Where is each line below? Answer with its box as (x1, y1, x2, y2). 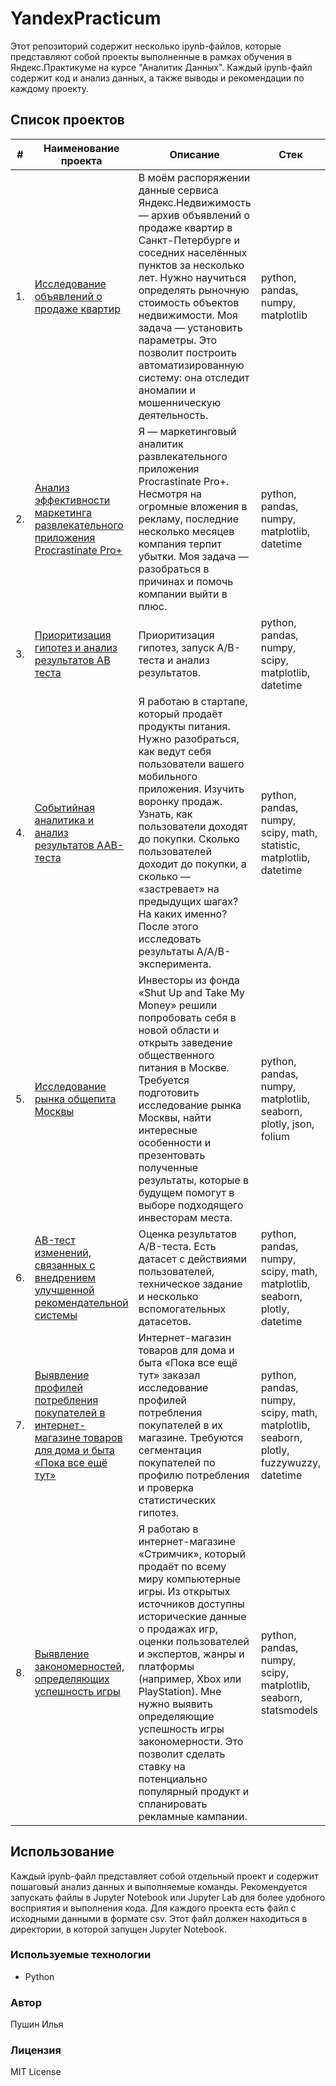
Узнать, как (138, 807, 193, 821)
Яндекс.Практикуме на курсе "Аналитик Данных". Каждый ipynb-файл (10, 61, 313, 73)
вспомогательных (138, 1302, 227, 1316)
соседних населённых (138, 245, 248, 259)
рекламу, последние (138, 512, 240, 526)
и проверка (138, 1480, 195, 1494)
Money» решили (138, 998, 218, 1012)
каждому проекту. (10, 82, 89, 94)
